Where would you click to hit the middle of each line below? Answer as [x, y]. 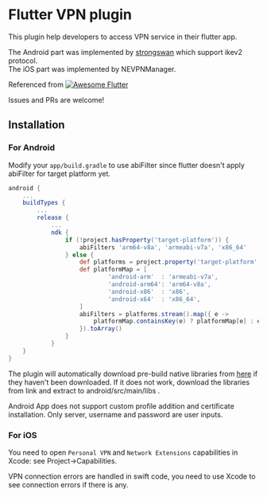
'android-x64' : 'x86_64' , [154, 299]
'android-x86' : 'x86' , [149, 292]
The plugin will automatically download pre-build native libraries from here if [133, 374]
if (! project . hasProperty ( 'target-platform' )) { [147, 240]
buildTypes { [44, 203]
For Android [32, 147]
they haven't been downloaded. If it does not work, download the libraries [129, 382]
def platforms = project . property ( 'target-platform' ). [172, 262]
